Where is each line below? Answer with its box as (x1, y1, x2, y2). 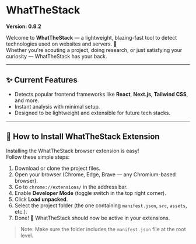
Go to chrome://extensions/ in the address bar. (14, 183, 128, 190)
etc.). (14, 208, 27, 215)
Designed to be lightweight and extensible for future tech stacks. (14, 109, 171, 116)
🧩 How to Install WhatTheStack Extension (6, 132, 160, 142)
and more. (14, 97, 40, 104)
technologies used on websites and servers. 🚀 (6, 40, 117, 47)
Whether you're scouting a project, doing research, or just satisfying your (6, 46, 183, 53)
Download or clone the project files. (14, 165, 101, 172)
